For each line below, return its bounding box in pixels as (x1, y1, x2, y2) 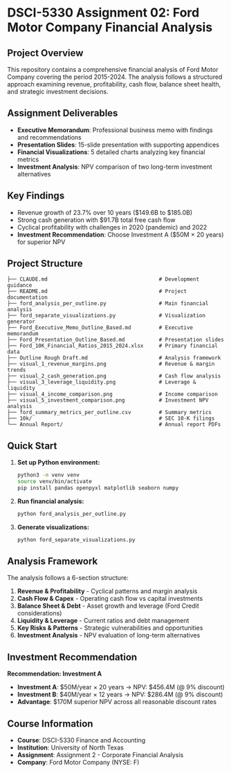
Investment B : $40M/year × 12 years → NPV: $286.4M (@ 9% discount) (17, 690, 223, 699)
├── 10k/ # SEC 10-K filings (7, 415, 215, 422)
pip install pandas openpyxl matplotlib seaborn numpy (17, 485, 179, 492)
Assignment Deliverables (7, 107, 118, 119)
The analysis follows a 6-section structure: (7, 574, 129, 582)
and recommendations (17, 133, 82, 141)
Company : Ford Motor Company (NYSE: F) (17, 758, 140, 767)
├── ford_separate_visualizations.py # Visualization (7, 313, 206, 319)
